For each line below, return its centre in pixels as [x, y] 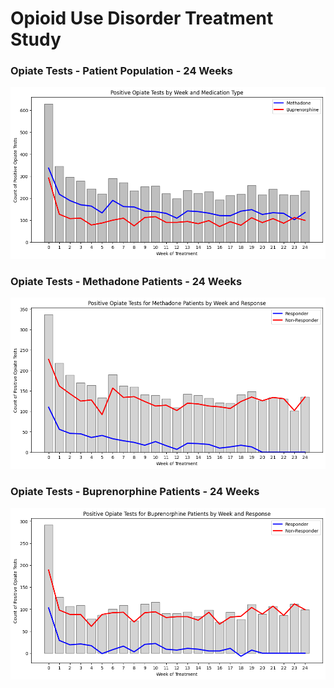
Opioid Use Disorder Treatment [142, 18]
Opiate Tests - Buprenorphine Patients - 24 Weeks [135, 492]
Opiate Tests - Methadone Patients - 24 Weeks [126, 281]
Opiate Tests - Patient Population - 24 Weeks [121, 71]
